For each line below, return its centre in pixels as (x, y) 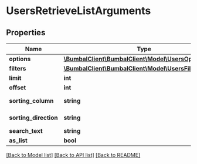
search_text (26, 131)
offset (18, 88)
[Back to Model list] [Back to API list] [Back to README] (73, 155)
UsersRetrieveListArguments (79, 11)
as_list (18, 140)
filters (18, 68)
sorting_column (31, 101)
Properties (26, 33)
